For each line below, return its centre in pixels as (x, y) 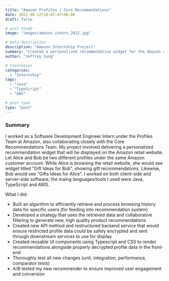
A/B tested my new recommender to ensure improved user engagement (87, 268)
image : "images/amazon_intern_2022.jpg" (48, 33)
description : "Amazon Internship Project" (50, 47)
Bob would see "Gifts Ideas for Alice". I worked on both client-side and (78, 174)
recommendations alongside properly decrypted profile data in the (81, 247)
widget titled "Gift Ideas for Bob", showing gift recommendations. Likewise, (83, 168)
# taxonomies (19, 65)
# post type (18, 103)
